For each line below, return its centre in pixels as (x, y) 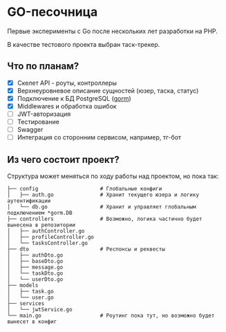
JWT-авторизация (44, 114)
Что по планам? (43, 66)
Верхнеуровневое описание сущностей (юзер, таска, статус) (108, 90)
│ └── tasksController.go (48, 243)
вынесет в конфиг (32, 322)
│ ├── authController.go (46, 231)
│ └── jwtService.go (40, 310)
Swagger (30, 130)
